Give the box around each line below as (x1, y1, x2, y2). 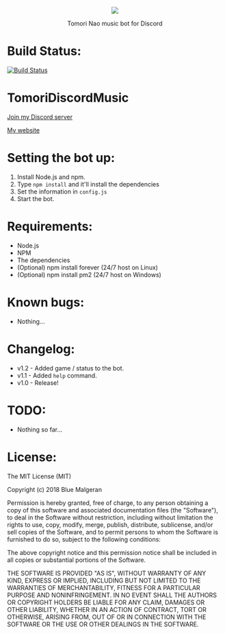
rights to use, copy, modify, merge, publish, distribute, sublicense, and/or (7, 520, 213, 528)
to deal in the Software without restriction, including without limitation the (7, 513, 213, 521)
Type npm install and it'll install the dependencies (16, 180, 159, 188)
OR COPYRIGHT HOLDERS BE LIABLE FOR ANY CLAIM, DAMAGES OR (7, 598, 205, 607)
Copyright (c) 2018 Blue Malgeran (7, 485, 103, 493)
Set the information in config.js (16, 187, 107, 196)
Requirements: (7, 219, 93, 234)
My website (7, 126, 40, 134)
